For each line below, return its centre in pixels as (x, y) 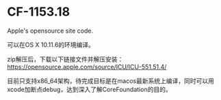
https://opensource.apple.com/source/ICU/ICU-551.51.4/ (87, 67)
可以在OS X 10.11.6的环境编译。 (51, 44)
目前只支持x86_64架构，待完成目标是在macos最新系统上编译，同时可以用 (110, 81)
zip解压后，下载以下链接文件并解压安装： (65, 59)
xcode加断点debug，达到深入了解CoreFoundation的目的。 (90, 89)
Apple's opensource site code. (50, 31)
